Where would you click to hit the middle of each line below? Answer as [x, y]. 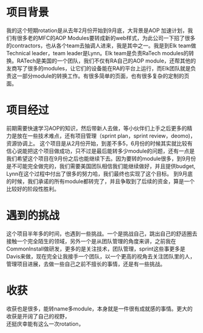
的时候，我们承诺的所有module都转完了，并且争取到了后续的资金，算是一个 [101, 181]
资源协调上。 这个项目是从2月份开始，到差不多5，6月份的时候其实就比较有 [99, 143]
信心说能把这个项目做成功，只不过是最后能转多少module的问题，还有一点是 [101, 151]
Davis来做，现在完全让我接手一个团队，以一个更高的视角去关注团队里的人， [101, 256]
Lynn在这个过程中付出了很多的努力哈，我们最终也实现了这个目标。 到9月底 [99, 173]
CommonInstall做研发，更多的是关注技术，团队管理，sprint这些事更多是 [96, 249]
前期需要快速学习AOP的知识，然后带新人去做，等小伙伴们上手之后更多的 [97, 128]
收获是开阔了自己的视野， [38, 316]
